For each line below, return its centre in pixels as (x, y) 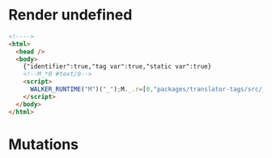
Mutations (44, 144)
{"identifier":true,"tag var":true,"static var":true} (117, 66)
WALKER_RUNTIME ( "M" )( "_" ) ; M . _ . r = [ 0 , (91, 90)
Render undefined (70, 15)
